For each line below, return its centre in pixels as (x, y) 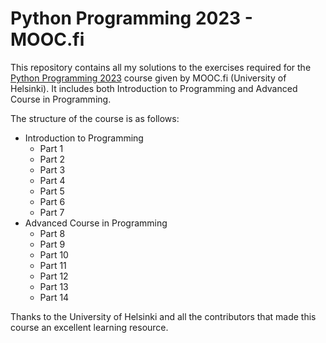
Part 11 (53, 265)
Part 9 (52, 244)
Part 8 (52, 233)
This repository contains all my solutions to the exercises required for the (161, 67)
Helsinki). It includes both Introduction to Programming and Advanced (154, 88)
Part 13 (54, 286)
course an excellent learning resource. (89, 327)
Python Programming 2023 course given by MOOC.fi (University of (148, 78)
